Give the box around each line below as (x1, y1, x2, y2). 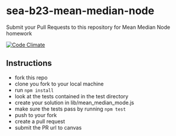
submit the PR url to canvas (14, 124, 82, 131)
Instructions (6, 58, 52, 68)
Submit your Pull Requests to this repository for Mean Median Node (6, 24, 170, 31)
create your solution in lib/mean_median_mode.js (14, 99, 135, 106)
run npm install (14, 87, 54, 94)
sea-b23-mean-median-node (6, 4, 155, 18)
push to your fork (14, 111, 57, 118)
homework (6, 29, 32, 37)
